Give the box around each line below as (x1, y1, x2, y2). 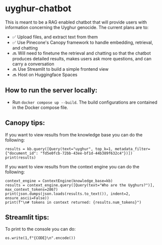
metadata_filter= (114, 146, 151, 151)
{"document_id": (5, 151, 38, 156)
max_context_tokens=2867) (5, 187, 58, 192)
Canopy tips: (5, 119, 45, 127)
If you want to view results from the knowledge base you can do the (5, 132, 143, 137)
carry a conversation (12, 61, 54, 67)
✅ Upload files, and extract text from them (12, 34, 98, 40)
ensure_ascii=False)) (5, 195, 50, 200)
